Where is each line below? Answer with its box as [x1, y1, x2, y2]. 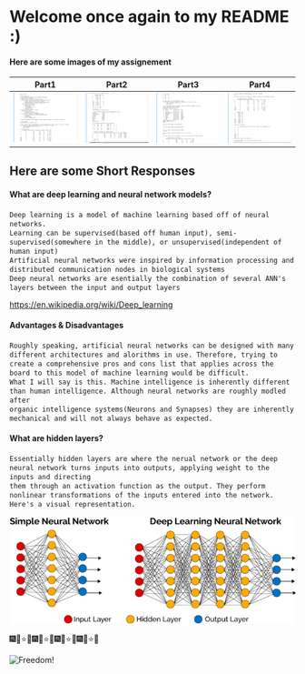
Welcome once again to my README [9, 6, 290, 27]
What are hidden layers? [9, 433, 104, 444]
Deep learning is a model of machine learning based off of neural [9, 210, 271, 219]
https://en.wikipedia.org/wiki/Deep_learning [9, 298, 173, 310]
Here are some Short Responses [9, 164, 196, 179]
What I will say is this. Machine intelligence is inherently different [9, 377, 290, 387]
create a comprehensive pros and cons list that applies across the [9, 359, 274, 368]
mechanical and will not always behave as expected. [9, 414, 213, 423]
